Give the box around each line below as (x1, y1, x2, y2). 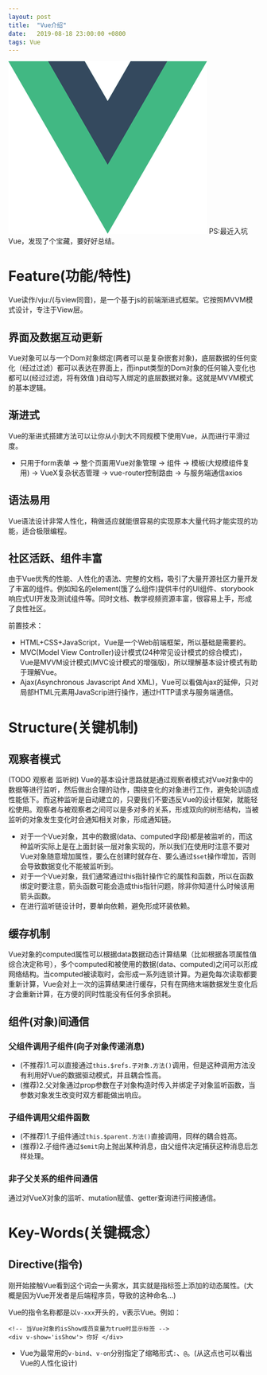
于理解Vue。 (19, 668, 61, 677)
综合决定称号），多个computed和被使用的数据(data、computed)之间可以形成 (8, 960, 258, 969)
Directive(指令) (8, 1258, 83, 1272)
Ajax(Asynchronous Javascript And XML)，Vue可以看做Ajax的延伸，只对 (19, 677, 259, 687)
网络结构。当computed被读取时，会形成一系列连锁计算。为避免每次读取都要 (8, 969, 257, 979)
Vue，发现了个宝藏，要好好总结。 (8, 236, 119, 246)
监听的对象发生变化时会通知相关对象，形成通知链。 (8, 815, 176, 824)
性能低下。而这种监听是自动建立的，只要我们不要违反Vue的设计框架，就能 (8, 795, 252, 804)
